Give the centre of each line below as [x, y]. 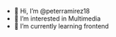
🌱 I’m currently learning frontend [62, 26]
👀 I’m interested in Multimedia [57, 18]
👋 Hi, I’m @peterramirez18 [52, 11]
